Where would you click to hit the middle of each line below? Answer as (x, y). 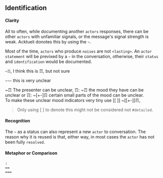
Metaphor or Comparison (31, 153)
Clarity (12, 20)
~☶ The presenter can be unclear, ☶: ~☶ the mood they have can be (74, 90)
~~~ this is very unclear (28, 80)
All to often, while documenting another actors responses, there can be (77, 31)
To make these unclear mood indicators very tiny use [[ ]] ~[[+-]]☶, (73, 100)
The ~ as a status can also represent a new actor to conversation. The (75, 132)
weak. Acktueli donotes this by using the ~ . (48, 41)
